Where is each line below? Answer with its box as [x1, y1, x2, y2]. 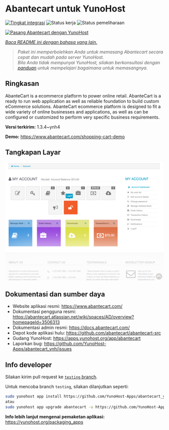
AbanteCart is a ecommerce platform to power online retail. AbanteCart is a [5, 92, 161, 98]
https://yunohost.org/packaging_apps [5, 419, 83, 425]
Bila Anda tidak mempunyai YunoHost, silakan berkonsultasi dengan [17, 59, 160, 65]
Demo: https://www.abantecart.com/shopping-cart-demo [5, 134, 125, 140]
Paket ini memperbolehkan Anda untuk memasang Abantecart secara [17, 49, 163, 55]
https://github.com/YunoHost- [44, 341, 107, 347]
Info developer [5, 360, 52, 369]
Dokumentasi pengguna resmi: [12, 308, 76, 314]
